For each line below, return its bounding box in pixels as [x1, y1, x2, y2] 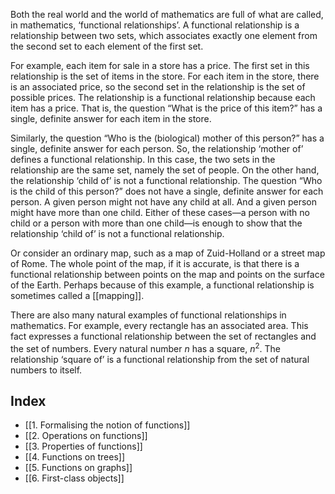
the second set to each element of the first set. [10, 40, 204, 52]
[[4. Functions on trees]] [24, 451, 126, 463]
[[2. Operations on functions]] [24, 430, 148, 442]
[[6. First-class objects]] [24, 472, 125, 484]
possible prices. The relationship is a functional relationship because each [10, 92, 316, 103]
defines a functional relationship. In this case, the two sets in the [10, 154, 276, 165]
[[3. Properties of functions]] [24, 440, 143, 453]
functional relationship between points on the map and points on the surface [10, 269, 325, 280]
